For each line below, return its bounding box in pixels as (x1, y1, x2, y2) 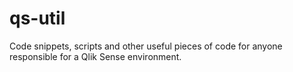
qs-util (9, 7, 66, 30)
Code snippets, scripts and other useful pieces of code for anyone (9, 40, 283, 52)
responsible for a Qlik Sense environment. (9, 50, 182, 62)
